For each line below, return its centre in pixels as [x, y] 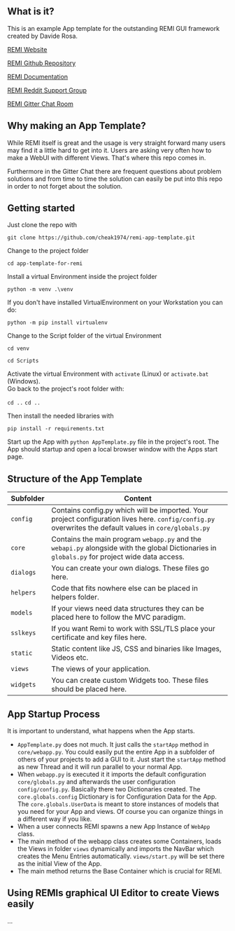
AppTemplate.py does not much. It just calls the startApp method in [113, 745]
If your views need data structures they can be [128, 609]
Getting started [41, 209]
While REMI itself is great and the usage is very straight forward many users [116, 142]
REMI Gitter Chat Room [40, 104]
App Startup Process [54, 714]
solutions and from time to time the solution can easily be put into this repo [115, 179]
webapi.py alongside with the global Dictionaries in [134, 548]
